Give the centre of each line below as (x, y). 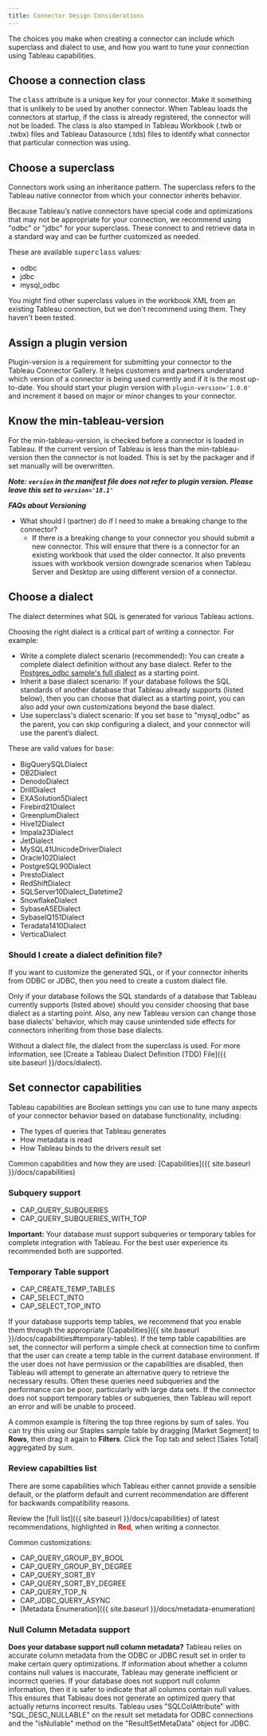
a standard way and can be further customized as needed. (104, 237)
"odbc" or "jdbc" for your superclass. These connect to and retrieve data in (132, 228)
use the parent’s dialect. (59, 732)
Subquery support (45, 1192)
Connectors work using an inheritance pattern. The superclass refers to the (132, 187)
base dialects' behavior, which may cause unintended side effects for (122, 1021)
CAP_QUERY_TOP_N (53, 1591)
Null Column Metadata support (69, 1630)
